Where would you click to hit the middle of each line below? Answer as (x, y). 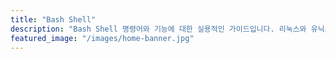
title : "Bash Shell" (53, 19)
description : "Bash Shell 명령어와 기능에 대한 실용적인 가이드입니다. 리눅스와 (158, 29)
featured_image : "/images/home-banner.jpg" (102, 38)
